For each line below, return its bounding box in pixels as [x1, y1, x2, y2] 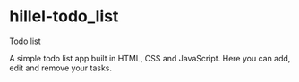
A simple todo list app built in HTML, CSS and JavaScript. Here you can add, [9, 53, 291, 63]
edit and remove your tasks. [9, 62, 113, 73]
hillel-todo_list [9, 6, 119, 27]
